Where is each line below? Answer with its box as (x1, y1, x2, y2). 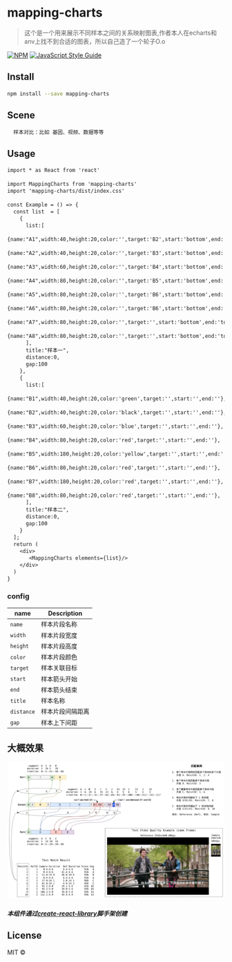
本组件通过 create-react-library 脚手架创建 (7, 909, 128, 917)
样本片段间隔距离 (41, 707, 90, 716)
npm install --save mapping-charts (7, 90, 110, 97)
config (7, 592, 30, 601)
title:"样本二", (25, 507, 70, 513)
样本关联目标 (41, 663, 78, 672)
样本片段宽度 (41, 631, 78, 639)
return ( (13, 541, 39, 548)
